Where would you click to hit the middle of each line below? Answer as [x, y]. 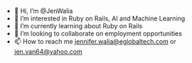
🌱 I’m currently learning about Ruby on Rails [78, 26]
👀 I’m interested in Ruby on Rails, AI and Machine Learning [100, 18]
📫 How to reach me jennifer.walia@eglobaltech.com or [95, 41]
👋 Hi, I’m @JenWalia [43, 11]
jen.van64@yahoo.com [48, 52]
